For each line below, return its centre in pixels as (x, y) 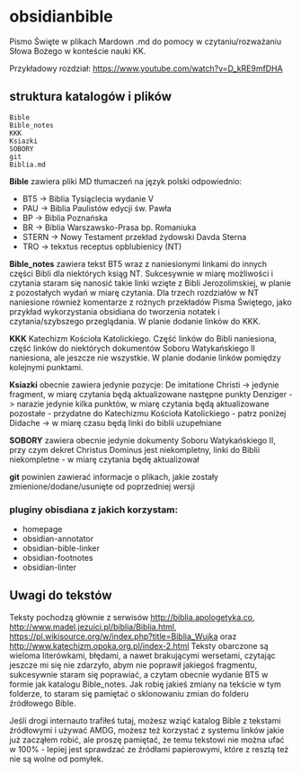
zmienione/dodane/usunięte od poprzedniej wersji (102, 486)
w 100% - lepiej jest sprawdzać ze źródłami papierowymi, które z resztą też (149, 749)
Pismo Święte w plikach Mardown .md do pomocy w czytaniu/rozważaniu (145, 41)
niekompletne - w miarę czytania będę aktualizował (104, 459)
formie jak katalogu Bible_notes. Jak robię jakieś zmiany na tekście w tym (145, 684)
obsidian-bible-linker (61, 548)
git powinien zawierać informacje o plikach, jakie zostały (114, 476)
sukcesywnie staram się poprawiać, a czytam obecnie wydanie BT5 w (139, 674)
